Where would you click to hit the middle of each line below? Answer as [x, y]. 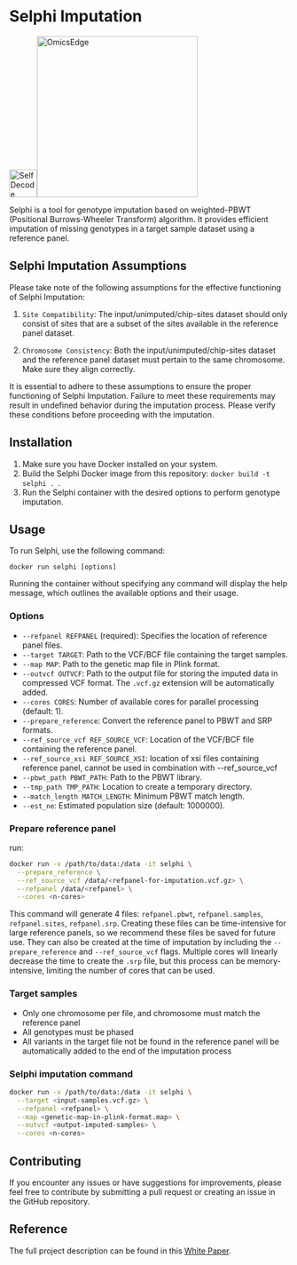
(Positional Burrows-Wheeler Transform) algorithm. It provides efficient [139, 219]
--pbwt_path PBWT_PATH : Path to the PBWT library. [112, 777]
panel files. [42, 645]
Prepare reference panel [63, 828]
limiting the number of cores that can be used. [131, 971]
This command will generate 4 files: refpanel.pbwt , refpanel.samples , [137, 914]
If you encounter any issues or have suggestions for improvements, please [145, 1182]
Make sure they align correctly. [78, 369]
